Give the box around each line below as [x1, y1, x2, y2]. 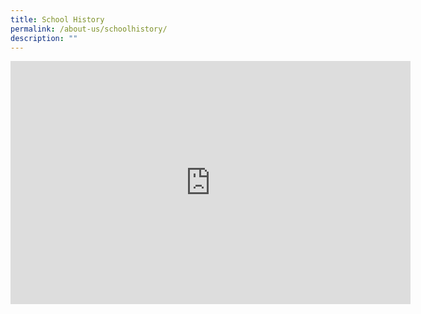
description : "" [10, 33, 78, 43]
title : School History [10, 14, 105, 25]
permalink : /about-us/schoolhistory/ [10, 24, 168, 34]
